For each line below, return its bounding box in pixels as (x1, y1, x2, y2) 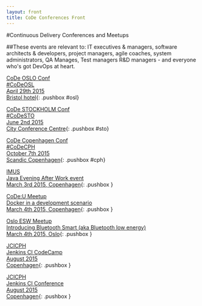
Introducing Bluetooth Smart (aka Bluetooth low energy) (6, 223, 146, 231)
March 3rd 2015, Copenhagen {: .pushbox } (6, 181, 114, 188)
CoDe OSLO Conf (6, 74, 50, 82)
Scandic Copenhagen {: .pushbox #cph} (6, 156, 106, 163)
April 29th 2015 (6, 87, 44, 94)
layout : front (6, 9, 43, 15)
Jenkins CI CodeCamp (6, 248, 63, 256)
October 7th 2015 (6, 150, 50, 157)
